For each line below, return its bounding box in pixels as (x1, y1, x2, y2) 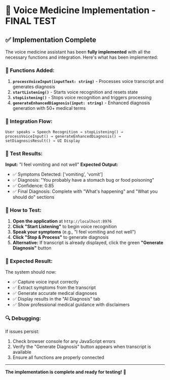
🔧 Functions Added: (5, 67, 55, 74)
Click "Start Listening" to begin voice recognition (12, 224, 117, 230)
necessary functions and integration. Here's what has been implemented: (5, 54, 158, 60)
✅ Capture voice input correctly (12, 279, 79, 285)
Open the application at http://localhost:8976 (12, 218, 112, 224)
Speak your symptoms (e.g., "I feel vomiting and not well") (12, 229, 136, 235)
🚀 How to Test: (5, 206, 42, 214)
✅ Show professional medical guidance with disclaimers (12, 302, 130, 308)
